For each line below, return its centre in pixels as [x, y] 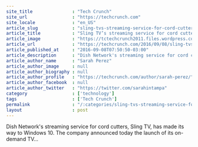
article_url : [41, 45]
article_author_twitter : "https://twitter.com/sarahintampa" [87, 88]
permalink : [41, 104]
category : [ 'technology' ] [60, 93]
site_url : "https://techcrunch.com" [74, 17]
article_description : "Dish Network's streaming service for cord [97, 55]
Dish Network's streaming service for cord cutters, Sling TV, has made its [95, 126]
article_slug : [41, 28]
